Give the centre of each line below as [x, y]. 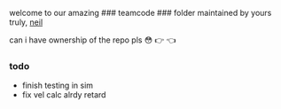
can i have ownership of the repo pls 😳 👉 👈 [93, 40]
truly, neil [26, 22]
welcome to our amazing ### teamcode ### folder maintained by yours [140, 13]
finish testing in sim [58, 86]
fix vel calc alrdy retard [64, 95]
